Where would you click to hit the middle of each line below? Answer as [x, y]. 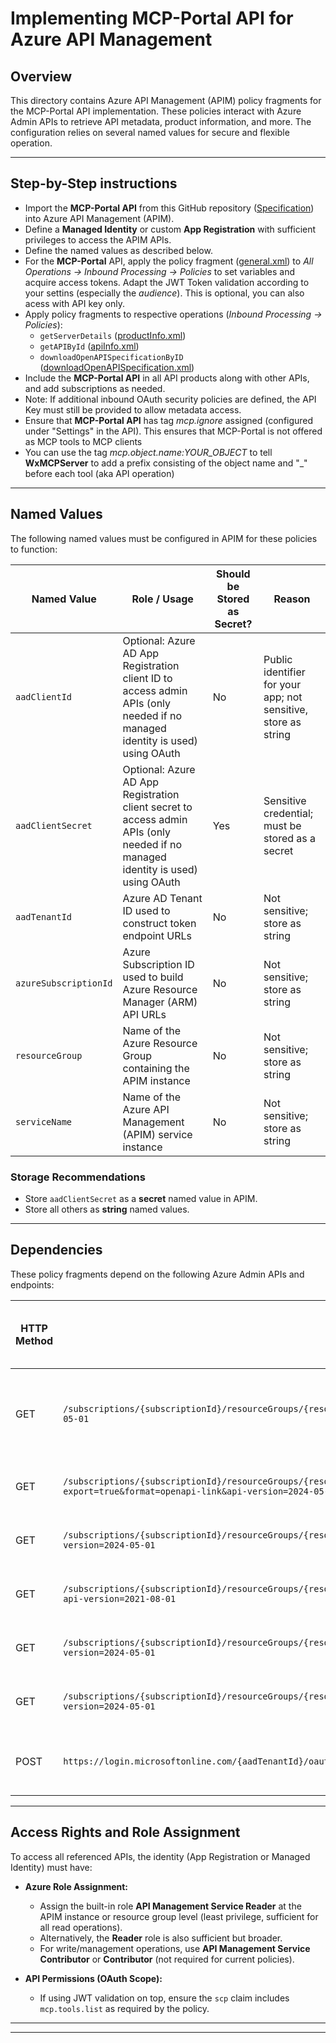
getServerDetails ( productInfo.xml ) [113, 335]
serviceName [44, 1121]
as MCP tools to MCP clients [83, 441]
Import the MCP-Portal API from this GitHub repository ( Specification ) [169, 208]
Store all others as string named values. [107, 1209]
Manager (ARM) [160, 1002]
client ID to [147, 678]
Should [233, 574]
